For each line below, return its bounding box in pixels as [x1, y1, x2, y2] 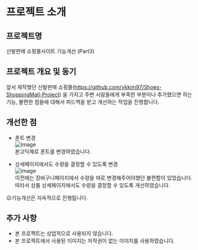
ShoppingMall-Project [6, 91, 60, 98]
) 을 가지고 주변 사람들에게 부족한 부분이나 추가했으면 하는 [59, 91, 193, 98]
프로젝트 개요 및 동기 [6, 66, 76, 77]
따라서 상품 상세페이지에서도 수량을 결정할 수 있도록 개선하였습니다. [14, 181, 170, 188]
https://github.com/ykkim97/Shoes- [74, 84, 162, 91]
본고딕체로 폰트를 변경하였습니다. [14, 148, 91, 155]
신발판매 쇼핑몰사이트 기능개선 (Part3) [6, 48, 95, 55]
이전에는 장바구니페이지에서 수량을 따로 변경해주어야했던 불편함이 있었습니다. [14, 174, 193, 181]
